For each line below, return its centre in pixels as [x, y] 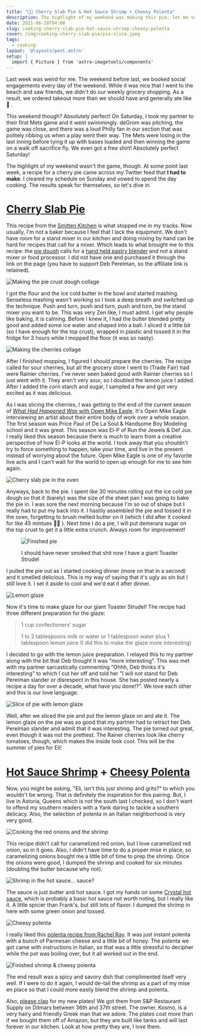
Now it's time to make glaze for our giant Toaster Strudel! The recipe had [96, 607]
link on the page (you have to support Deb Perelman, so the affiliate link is [97, 264]
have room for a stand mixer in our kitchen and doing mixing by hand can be [100, 238]
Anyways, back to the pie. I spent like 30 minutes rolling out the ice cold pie [99, 491]
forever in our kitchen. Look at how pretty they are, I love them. [84, 1027]
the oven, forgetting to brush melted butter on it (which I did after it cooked [98, 517]
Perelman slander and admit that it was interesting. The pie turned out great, [100, 729]
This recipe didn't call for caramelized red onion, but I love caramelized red [99, 844]
